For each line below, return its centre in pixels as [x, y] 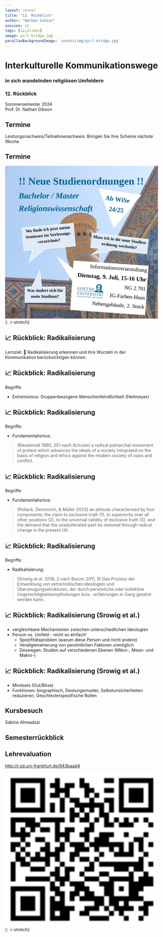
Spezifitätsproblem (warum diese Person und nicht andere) [78, 640]
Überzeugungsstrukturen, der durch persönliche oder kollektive [81, 589]
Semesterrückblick [34, 737]
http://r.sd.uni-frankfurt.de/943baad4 [42, 766]
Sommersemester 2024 [29, 104]
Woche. [13, 142]
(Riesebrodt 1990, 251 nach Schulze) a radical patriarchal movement [85, 445]
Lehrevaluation [28, 754]
